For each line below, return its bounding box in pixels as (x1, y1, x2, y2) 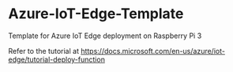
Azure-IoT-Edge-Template (8, 5, 184, 23)
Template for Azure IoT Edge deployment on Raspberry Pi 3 (8, 31, 202, 40)
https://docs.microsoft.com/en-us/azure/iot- (80, 46, 225, 55)
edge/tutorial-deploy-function (8, 55, 105, 64)
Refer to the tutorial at (8, 46, 79, 55)
